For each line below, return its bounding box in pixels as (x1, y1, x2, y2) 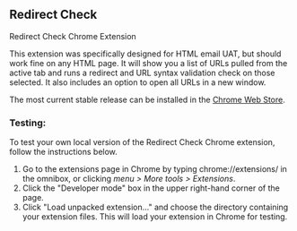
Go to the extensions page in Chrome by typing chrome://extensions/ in (22, 164, 287, 175)
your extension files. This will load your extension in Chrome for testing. (22, 211, 288, 222)
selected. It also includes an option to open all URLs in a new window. (9, 76, 266, 88)
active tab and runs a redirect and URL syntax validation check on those (9, 67, 275, 78)
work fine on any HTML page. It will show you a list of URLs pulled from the (9, 57, 288, 68)
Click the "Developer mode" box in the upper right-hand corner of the (22, 183, 280, 193)
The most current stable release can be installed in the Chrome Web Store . (9, 94, 285, 105)
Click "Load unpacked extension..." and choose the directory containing (22, 201, 289, 213)
